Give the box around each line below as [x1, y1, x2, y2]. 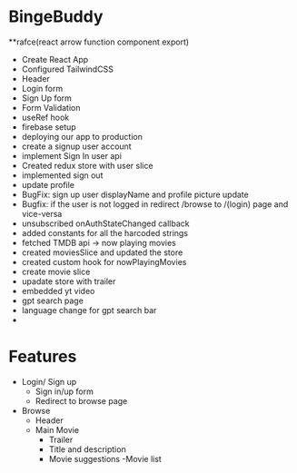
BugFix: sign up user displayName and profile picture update [21, 189, 249, 200]
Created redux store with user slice [21, 160, 153, 171]
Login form [21, 83, 64, 94]
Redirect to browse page [35, 395, 128, 406]
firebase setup [21, 121, 76, 133]
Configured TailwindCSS [21, 64, 114, 74]
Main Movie [35, 424, 79, 435]
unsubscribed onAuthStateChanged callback [21, 218, 190, 229]
